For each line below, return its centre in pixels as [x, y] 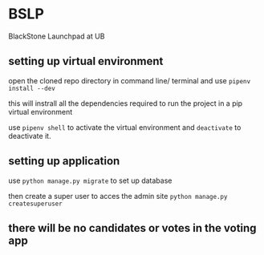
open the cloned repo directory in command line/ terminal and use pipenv [130, 80]
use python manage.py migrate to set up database [90, 180]
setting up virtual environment [86, 61]
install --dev [32, 88]
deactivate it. [30, 136]
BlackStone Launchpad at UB [57, 36]
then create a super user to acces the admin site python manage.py [118, 196]
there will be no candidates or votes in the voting [132, 228]
